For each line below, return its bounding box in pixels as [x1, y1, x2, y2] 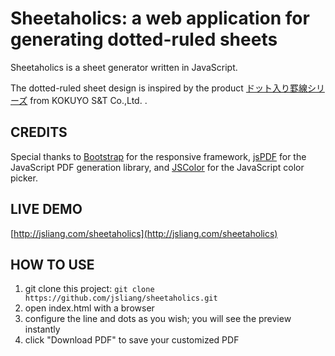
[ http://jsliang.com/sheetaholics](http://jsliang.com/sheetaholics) [10, 227, 278, 239]
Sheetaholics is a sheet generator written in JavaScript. [10, 61, 238, 73]
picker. [10, 172, 38, 184]
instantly [24, 323, 61, 336]
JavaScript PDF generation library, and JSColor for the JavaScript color [10, 161, 305, 173]
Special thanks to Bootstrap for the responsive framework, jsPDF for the [10, 150, 307, 162]
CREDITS [10, 124, 68, 141]
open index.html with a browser [24, 302, 155, 314]
